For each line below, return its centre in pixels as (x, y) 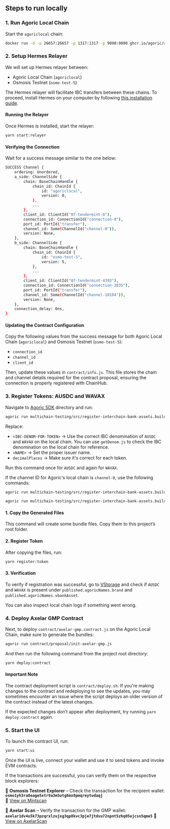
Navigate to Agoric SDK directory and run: (49, 407)
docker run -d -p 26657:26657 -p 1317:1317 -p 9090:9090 (67, 43)
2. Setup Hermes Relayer (36, 56)
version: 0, (54, 196)
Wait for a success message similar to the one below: (61, 158)
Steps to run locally (36, 8)
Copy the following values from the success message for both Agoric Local (84, 337)
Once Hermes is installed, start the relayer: (50, 126)
